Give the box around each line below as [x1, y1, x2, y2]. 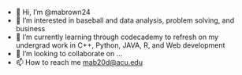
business [15, 24, 46, 33]
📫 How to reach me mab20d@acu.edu [15, 58, 143, 66]
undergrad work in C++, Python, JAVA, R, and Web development [15, 41, 225, 50]
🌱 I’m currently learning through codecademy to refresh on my [15, 32, 219, 41]
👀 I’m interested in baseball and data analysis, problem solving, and [15, 16, 235, 25]
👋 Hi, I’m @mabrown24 [15, 8, 91, 16]
